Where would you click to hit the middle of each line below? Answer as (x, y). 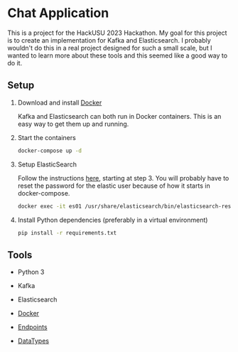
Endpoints (32, 327)
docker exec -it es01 (49, 206)
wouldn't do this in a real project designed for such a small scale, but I (110, 48)
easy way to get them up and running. (73, 124)
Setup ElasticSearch (47, 164)
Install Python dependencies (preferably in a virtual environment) (113, 220)
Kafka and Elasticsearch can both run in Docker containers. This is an (119, 116)
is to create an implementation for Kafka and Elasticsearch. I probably (109, 40)
